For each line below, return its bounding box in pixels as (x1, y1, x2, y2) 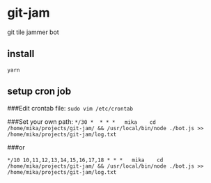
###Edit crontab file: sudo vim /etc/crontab (7, 104, 134, 112)
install (7, 48, 35, 60)
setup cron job (7, 86, 72, 97)
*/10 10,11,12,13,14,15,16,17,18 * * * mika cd (7, 157, 164, 164)
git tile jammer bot (7, 28, 59, 36)
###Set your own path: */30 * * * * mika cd (7, 117, 157, 126)
